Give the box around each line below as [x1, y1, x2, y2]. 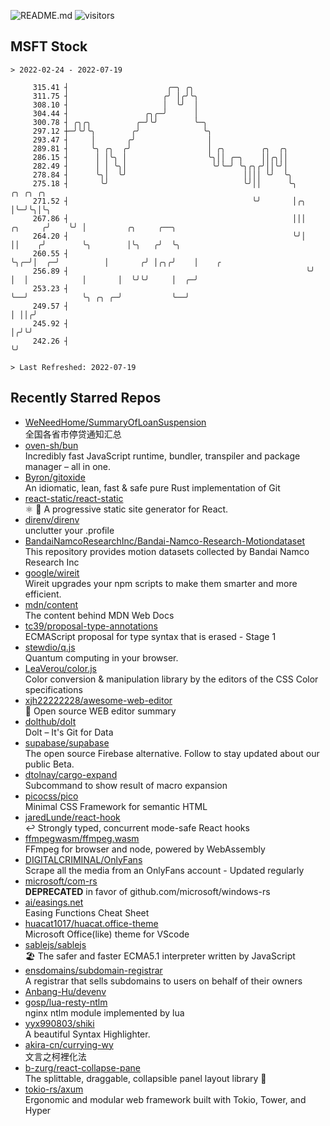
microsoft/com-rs [24, 875, 98, 887]
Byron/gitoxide [24, 471, 86, 483]
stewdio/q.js [24, 641, 76, 653]
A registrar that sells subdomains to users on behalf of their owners [24, 975, 303, 987]
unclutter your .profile [24, 524, 115, 536]
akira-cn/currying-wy [24, 1038, 114, 1050]
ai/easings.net [24, 896, 84, 908]
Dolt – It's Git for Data [24, 726, 114, 738]
